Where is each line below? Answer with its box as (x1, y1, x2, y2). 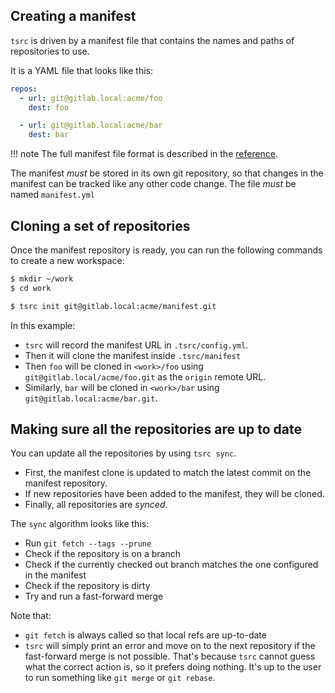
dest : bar (28, 130, 70, 140)
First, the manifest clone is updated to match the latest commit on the (24, 467, 312, 479)
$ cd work (10, 283, 52, 293)
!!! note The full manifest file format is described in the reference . (10, 148, 279, 160)
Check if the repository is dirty (24, 580, 151, 592)
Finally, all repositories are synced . (24, 499, 168, 511)
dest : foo (28, 102, 70, 113)
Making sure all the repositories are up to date (10, 421, 302, 438)
